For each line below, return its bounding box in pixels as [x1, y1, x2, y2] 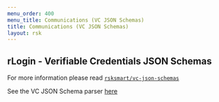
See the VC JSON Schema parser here [7, 87, 118, 96]
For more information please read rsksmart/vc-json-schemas [7, 74, 179, 82]
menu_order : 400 [7, 10, 54, 17]
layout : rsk [7, 29, 42, 37]
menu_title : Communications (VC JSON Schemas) [7, 17, 145, 24]
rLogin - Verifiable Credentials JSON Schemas [7, 55, 212, 67]
